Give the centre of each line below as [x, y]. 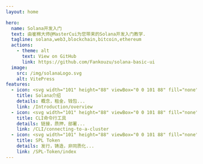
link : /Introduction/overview [55, 107]
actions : [22, 45]
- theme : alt [33, 51]
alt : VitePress [36, 79]
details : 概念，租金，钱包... [51, 101]
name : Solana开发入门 [36, 28]
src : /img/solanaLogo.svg [49, 73]
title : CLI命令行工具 [42, 118]
